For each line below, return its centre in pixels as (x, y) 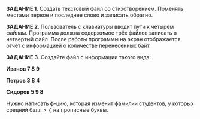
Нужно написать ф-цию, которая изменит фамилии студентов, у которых (100, 103)
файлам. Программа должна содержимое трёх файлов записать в (92, 33)
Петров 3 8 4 (23, 80)
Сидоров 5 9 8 (25, 92)
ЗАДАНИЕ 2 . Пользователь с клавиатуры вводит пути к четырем (90, 27)
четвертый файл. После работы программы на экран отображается (93, 39)
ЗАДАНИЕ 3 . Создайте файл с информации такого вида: (79, 57)
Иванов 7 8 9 (23, 69)
